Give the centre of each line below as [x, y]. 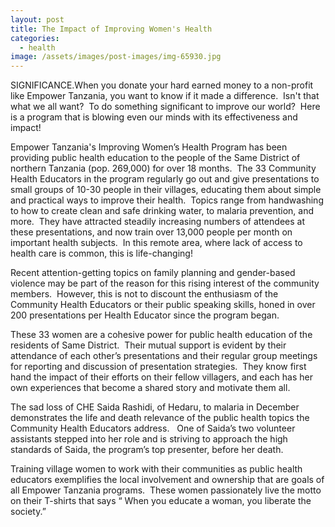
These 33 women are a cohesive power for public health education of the [161, 335]
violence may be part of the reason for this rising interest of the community [165, 283]
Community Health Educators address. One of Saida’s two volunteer [153, 428]
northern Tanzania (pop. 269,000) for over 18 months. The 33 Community [163, 168]
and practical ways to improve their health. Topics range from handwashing [167, 200]
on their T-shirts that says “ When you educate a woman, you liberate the [161, 501]
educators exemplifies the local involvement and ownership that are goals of [167, 480]
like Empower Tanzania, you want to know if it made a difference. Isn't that [165, 96]
